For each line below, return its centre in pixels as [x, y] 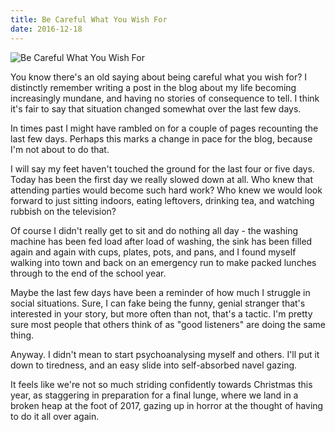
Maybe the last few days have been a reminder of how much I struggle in [160, 292]
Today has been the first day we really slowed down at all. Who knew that [161, 179]
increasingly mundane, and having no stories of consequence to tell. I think [165, 98]
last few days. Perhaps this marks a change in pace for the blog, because [161, 138]
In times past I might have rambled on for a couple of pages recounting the [164, 128]
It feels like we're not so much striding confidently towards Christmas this [161, 384]
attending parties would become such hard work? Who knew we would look [166, 190]
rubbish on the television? [63, 211]
